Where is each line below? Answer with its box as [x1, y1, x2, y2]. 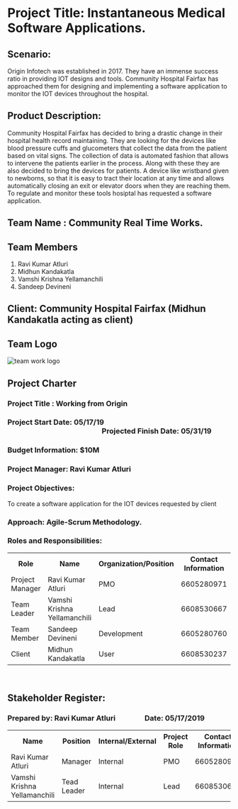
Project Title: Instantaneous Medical [7, 5, 225, 21]
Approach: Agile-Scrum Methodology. [7, 517, 142, 527]
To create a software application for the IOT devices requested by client [7, 499, 217, 507]
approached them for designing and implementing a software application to [7, 82, 228, 90]
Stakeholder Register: [7, 692, 106, 704]
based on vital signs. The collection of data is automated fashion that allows [7, 151, 229, 160]
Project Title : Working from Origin [7, 398, 128, 408]
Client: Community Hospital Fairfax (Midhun [7, 303, 207, 315]
